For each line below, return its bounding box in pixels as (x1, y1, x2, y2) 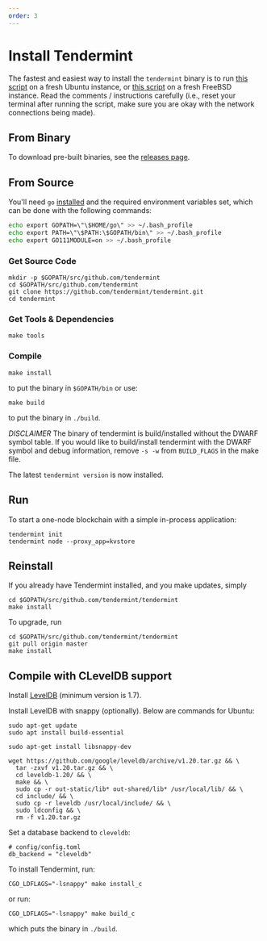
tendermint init (8, 530, 63, 538)
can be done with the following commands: (8, 206, 152, 215)
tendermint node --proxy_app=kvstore (8, 537, 136, 546)
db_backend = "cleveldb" (8, 851, 92, 859)
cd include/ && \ (15, 793, 74, 801)
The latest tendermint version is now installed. (8, 470, 164, 479)
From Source (8, 175, 74, 190)
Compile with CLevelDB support (8, 669, 172, 683)
